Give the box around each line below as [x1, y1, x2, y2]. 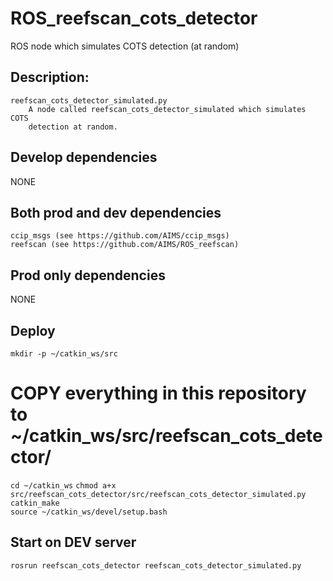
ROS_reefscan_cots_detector [10, 7, 258, 30]
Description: [10, 69, 90, 86]
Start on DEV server [10, 534, 137, 551]
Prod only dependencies [10, 267, 166, 284]
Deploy [10, 322, 56, 339]
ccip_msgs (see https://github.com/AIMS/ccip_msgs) [10, 231, 230, 241]
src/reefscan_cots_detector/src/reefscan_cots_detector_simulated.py [10, 489, 307, 499]
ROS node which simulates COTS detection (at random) [10, 40, 240, 52]
